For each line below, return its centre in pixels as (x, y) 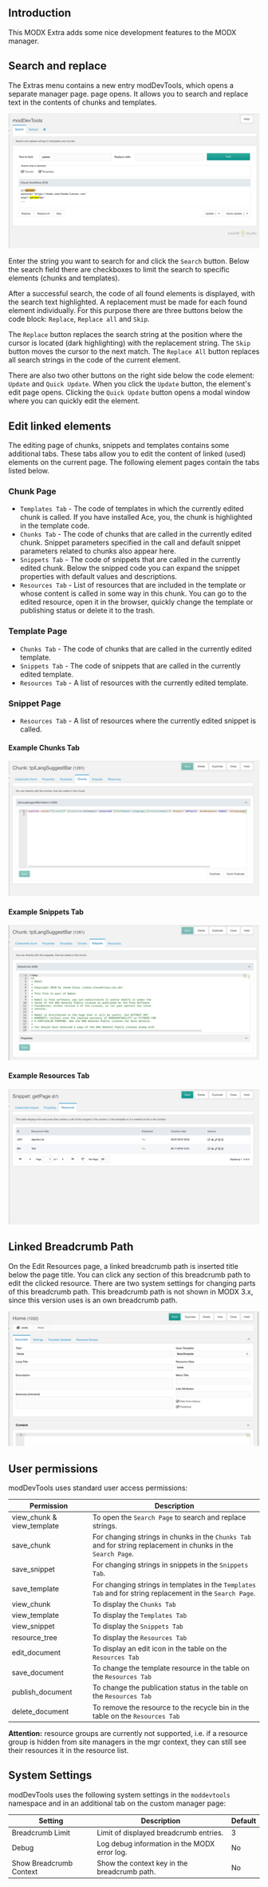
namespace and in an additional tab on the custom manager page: (117, 1803)
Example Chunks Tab (44, 747)
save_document (37, 1672)
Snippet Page (35, 704)
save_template (35, 1589)
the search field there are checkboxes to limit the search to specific (119, 270)
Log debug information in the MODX (156, 1843)
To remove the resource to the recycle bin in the (171, 1707)
